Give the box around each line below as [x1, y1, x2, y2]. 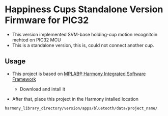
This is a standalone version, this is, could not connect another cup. [12, 42, 154, 48]
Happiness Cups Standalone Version [5, 4, 163, 15]
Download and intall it [19, 86, 66, 92]
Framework [12, 76, 36, 82]
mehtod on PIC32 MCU [12, 37, 61, 43]
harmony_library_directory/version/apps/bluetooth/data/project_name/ [5, 106, 158, 111]
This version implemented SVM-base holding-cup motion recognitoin [12, 31, 158, 37]
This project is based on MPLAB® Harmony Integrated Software [12, 71, 146, 77]
